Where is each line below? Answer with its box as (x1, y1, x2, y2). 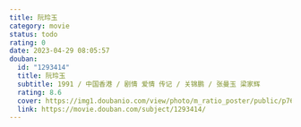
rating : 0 (9, 38, 47, 47)
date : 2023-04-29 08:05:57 (9, 47, 110, 55)
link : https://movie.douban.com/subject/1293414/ (17, 105, 206, 114)
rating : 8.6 (17, 88, 63, 97)
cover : (17, 96, 42, 106)
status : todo (9, 30, 58, 38)
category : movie (9, 21, 70, 30)
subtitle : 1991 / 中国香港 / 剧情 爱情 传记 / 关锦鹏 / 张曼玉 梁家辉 (17, 80, 261, 89)
